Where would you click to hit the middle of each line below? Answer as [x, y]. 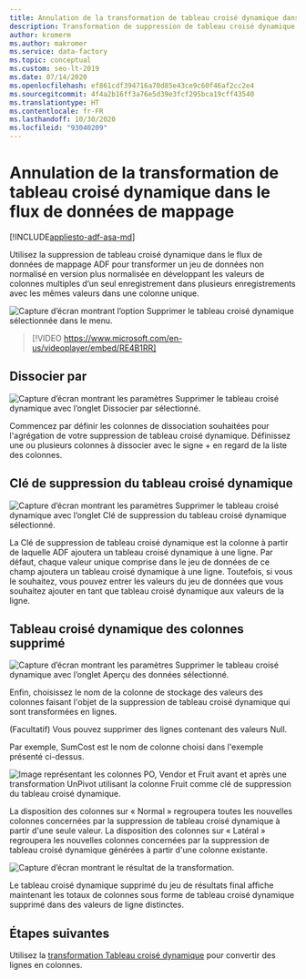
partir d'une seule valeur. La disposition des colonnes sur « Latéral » [138, 831]
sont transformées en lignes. [63, 712]
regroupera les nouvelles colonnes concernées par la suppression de [140, 841]
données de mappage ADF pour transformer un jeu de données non [137, 264]
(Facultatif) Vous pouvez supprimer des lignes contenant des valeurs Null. [148, 729]
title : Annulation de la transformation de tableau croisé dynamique [144, 18]
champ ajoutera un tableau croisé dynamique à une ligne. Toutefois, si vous [151, 571]
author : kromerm [40, 35]
